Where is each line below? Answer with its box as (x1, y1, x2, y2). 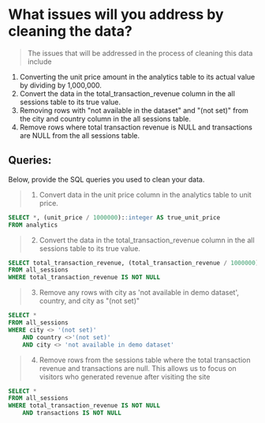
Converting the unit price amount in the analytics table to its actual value (19, 72, 256, 81)
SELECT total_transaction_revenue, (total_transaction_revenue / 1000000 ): (8, 259, 263, 267)
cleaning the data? (8, 22, 132, 40)
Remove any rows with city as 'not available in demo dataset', (39, 288, 239, 298)
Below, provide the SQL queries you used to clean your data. (8, 174, 205, 184)
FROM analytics (8, 221, 58, 229)
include (27, 57, 52, 66)
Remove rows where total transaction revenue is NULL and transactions (19, 122, 253, 132)
